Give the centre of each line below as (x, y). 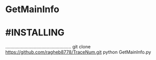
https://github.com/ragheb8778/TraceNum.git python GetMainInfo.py (78, 52)
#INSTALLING (35, 33)
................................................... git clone (48, 47)
